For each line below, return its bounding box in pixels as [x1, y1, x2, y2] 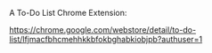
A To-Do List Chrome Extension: [9, 8, 127, 18]
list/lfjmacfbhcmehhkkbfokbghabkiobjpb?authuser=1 [9, 34, 203, 44]
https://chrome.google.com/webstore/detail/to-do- [9, 25, 197, 34]
